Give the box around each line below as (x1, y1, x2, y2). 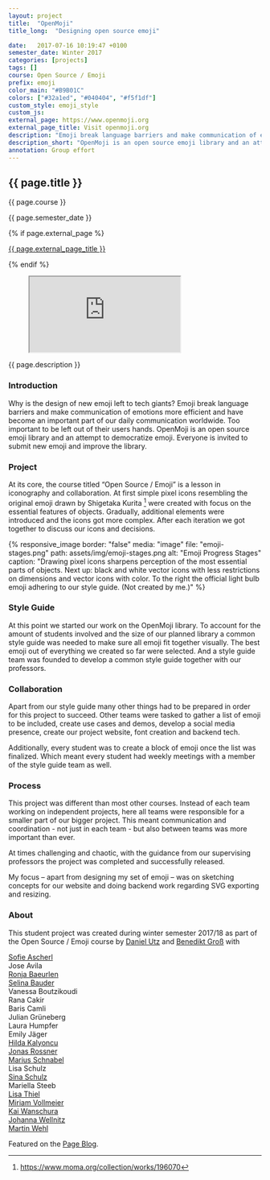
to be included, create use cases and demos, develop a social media (8, 718, 235, 729)
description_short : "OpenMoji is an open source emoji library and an (8, 139, 250, 147)
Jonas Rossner (8, 1046, 58, 1056)
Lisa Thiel (8, 1089, 40, 1099)
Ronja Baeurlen (8, 969, 59, 979)
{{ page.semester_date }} (8, 213, 92, 222)
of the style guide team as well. (8, 760, 112, 770)
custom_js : (8, 109, 45, 117)
